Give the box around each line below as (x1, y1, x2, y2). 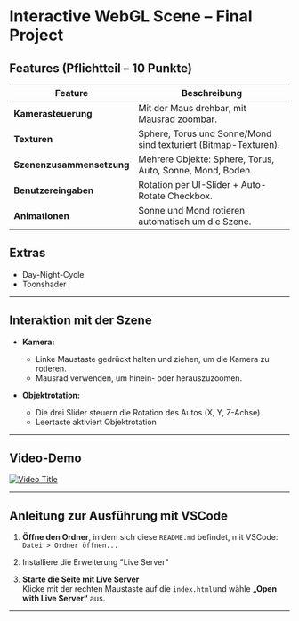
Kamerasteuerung (13, 108, 93, 119)
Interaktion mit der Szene (9, 313, 153, 328)
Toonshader (21, 278, 67, 289)
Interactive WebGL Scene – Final (9, 6, 253, 27)
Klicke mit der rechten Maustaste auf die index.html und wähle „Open (21, 584, 278, 594)
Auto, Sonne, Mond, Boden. (137, 165, 254, 176)
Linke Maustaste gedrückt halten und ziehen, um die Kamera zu (35, 353, 270, 364)
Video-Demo (9, 451, 82, 466)
